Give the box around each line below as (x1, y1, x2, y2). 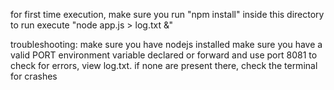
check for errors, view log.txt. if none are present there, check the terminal (10, 60, 318, 71)
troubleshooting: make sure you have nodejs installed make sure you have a (10, 39, 323, 50)
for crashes (10, 70, 58, 82)
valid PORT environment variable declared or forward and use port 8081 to (10, 49, 318, 61)
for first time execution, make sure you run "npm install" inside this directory (10, 9, 325, 20)
